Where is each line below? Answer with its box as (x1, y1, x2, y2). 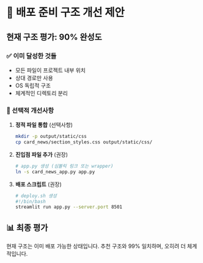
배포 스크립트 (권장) (15, 181, 62, 188)
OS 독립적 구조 (15, 82, 51, 89)
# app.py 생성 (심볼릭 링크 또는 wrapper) (15, 163, 114, 169)
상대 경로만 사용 (15, 74, 53, 81)
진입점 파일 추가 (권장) (15, 151, 68, 158)
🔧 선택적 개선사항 (6, 106, 54, 115)
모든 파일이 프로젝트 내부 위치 (15, 67, 86, 74)
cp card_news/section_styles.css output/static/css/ (15, 139, 153, 145)
